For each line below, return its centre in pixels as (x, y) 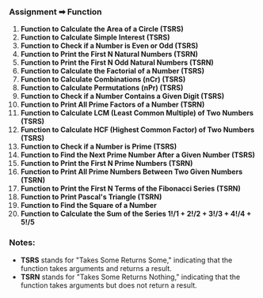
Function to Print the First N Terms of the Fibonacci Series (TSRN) (130, 189)
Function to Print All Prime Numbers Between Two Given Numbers (131, 172)
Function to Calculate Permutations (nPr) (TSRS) (102, 88)
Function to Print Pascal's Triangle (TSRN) (91, 197)
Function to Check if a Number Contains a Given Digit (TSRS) (122, 96)
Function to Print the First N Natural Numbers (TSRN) (109, 55)
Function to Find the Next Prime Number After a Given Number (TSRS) (138, 155)
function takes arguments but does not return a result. (109, 285)
